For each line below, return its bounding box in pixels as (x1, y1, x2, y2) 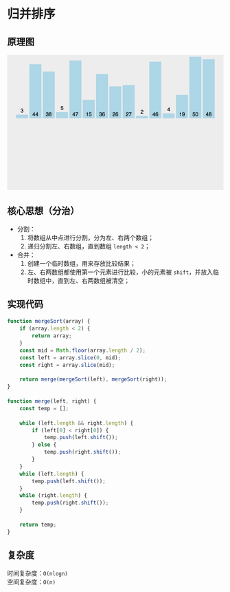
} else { (32, 441, 57, 448)
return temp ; (19, 521, 57, 528)
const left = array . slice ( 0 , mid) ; (19, 354, 122, 361)
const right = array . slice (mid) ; (19, 361, 115, 368)
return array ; (32, 332, 72, 339)
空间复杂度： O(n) (7, 578, 56, 586)
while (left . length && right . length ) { (19, 419, 134, 427)
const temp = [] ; (19, 405, 69, 412)
